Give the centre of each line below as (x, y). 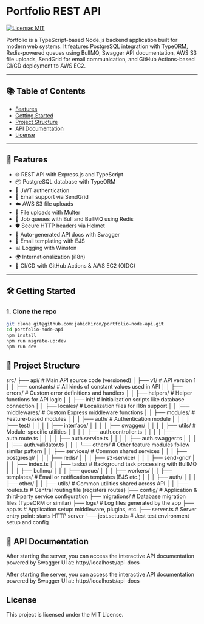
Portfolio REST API (54, 11)
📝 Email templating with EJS (50, 241)
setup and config (28, 522)
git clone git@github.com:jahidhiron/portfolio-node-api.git (85, 324)
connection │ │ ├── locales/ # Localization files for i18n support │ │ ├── (98, 406)
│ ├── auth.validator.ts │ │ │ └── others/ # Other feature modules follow (98, 445)
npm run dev (21, 347)
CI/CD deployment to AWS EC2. (46, 66)
